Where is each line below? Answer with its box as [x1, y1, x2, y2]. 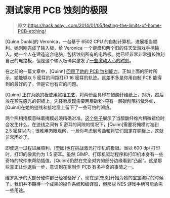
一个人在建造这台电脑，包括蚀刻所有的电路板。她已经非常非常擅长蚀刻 [18, 51, 165, 57]
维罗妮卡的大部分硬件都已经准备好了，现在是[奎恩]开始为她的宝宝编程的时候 [5, 174, 164, 180]
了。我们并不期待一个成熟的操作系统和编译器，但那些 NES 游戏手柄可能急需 [5, 181, 163, 187]
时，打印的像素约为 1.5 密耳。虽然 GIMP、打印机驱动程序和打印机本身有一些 [5, 151, 163, 157]
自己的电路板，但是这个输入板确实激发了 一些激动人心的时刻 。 [5, 57, 134, 63]
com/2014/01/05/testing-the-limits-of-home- [68, 22, 162, 28]
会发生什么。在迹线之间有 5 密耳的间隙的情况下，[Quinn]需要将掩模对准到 [5, 121, 159, 127]
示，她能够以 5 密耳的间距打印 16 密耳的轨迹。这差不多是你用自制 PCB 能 [5, 74, 158, 81]
